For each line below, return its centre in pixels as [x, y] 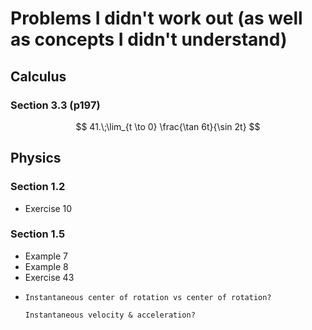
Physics [36, 158]
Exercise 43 [49, 277]
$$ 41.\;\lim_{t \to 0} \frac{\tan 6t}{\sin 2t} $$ [168, 126]
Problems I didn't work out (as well [156, 18]
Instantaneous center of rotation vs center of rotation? [148, 297]
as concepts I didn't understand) [149, 39]
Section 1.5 [38, 234]
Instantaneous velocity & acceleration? [110, 315]
